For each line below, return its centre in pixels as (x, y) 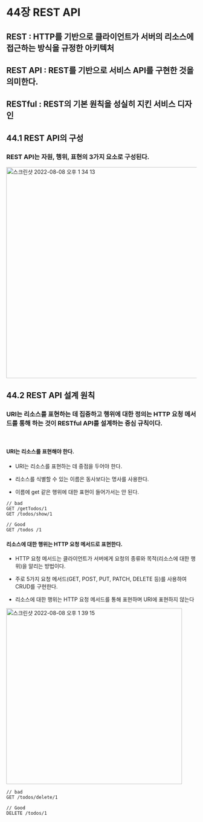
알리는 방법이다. (47, 566)
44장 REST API (43, 12)
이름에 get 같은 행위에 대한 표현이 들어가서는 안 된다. (77, 492)
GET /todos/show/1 (29, 514)
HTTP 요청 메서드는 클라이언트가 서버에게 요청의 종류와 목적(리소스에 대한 (102, 559)
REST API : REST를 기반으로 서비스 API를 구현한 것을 (100, 70)
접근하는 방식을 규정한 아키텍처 (60, 48)
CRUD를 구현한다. (36, 587)
